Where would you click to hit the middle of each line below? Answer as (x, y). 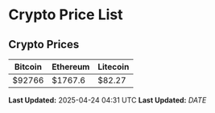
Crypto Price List (66, 15)
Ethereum (71, 67)
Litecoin (114, 67)
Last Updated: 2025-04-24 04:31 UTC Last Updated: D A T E (107, 100)
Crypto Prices (44, 44)
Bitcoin (28, 67)
